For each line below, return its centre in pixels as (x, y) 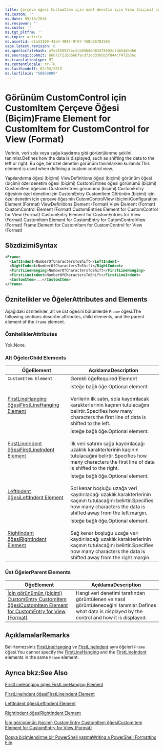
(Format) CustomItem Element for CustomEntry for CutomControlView (75, 220)
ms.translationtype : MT (29, 60)
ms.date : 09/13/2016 (26, 19)
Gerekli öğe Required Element (104, 379)
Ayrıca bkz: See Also (37, 673)
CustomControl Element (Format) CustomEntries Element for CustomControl (82, 209)
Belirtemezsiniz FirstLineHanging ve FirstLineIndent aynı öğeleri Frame (75, 647)
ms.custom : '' (20, 14)
